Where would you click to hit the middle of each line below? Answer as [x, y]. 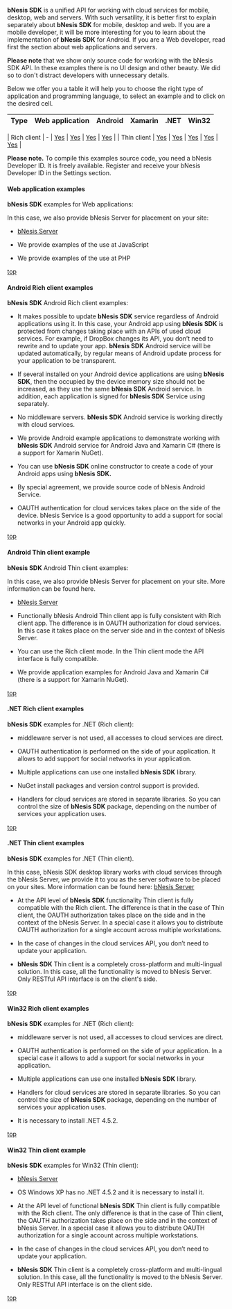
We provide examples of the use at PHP [74, 258]
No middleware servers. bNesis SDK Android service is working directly [120, 417]
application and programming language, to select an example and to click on [116, 96]
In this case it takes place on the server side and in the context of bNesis [121, 630]
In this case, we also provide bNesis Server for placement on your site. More [116, 581]
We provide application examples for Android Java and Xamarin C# [113, 672]
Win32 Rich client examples [48, 1008]
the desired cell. [30, 103]
